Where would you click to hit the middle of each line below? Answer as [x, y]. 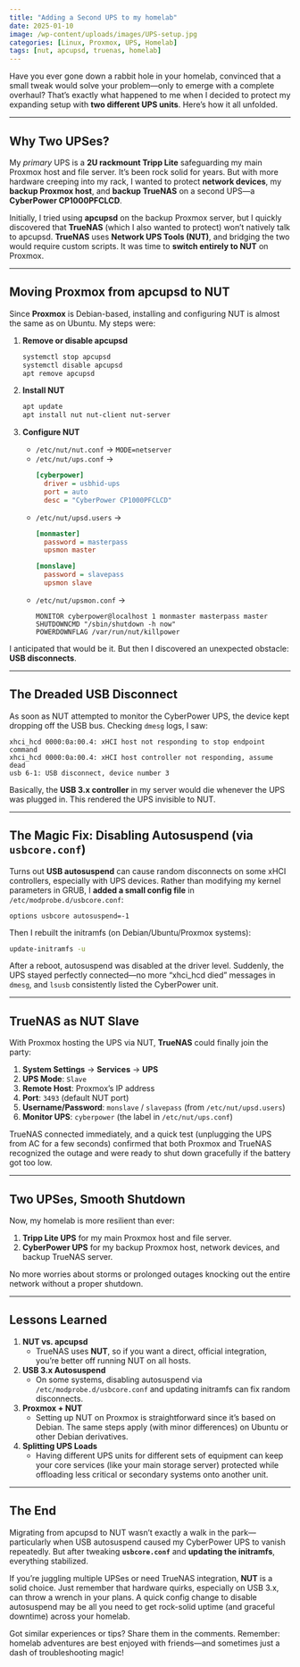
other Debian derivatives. [82, 1436]
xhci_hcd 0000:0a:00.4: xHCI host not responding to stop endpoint [137, 742]
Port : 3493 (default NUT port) [75, 1098]
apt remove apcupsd [58, 373]
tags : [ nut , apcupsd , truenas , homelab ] [86, 51]
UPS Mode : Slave [54, 1079]
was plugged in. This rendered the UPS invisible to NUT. [112, 799]
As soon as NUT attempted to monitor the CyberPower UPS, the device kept [150, 716]
